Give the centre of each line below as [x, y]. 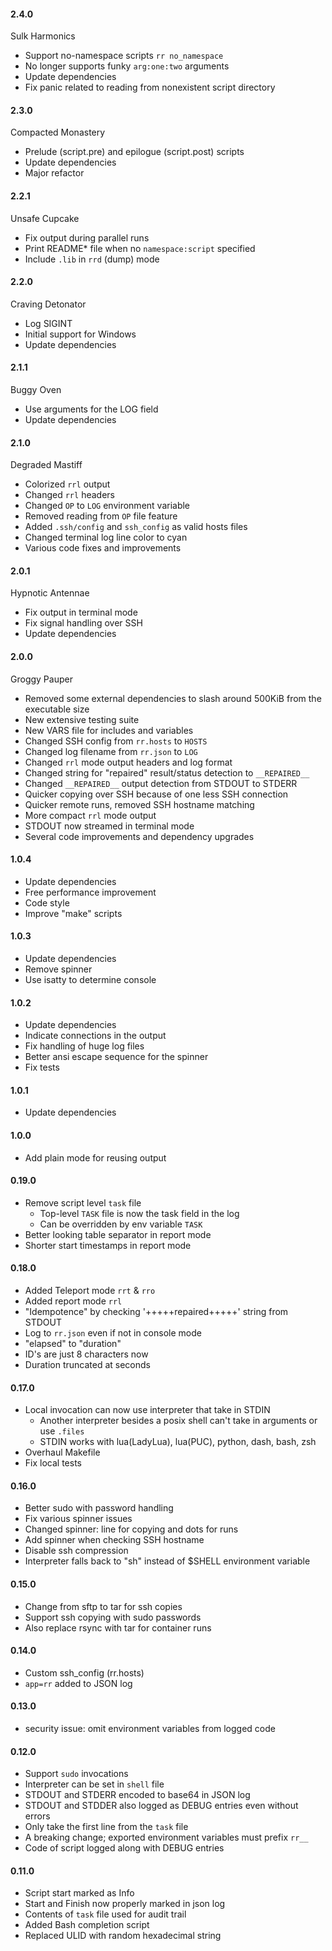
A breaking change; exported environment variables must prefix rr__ [166, 1837]
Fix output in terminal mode [81, 612]
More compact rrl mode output [90, 815]
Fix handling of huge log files [84, 1046]
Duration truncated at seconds [87, 1365]
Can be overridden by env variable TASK [121, 1224]
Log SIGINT [48, 323]
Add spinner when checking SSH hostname [114, 1540]
